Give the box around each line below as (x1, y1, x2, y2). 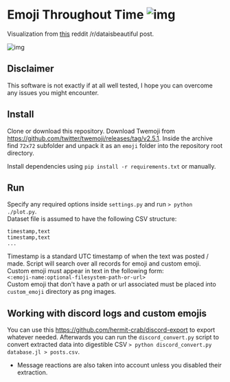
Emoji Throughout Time (7, 7, 144, 23)
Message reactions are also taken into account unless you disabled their (16, 361, 222, 370)
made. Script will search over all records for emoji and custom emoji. (7, 259, 201, 268)
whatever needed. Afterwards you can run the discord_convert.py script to (7, 333, 220, 341)
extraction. (16, 368, 48, 376)
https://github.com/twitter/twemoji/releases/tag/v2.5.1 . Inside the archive (7, 134, 213, 142)
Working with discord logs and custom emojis (7, 307, 207, 319)
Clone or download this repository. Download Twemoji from (7, 127, 175, 135)
